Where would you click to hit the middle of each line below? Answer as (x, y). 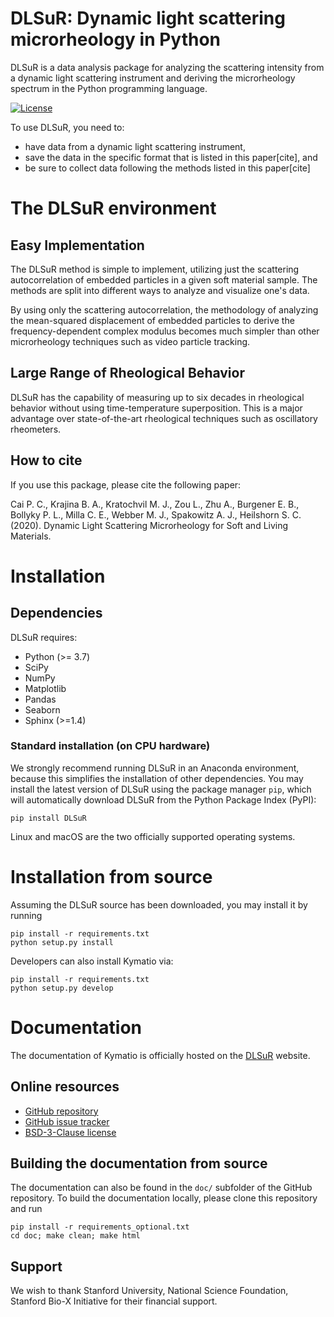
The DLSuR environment (113, 208)
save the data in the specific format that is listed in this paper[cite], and (171, 157)
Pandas (40, 699)
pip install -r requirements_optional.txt (100, 1227)
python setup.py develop (62, 988)
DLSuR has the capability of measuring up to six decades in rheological (157, 397)
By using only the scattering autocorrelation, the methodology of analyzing (164, 309)
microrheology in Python (116, 39)
